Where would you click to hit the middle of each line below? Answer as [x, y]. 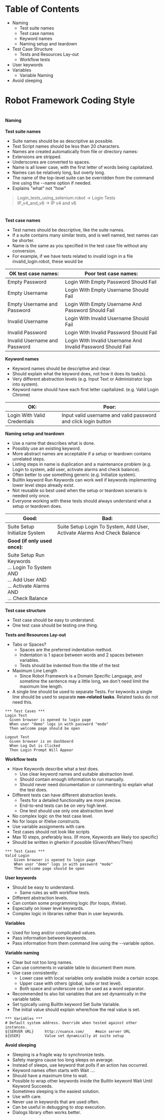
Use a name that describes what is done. [54, 443]
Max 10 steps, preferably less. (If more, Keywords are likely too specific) [85, 837]
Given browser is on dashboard [41, 742]
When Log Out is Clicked [35, 746]
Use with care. [27, 1097]
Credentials [21, 422]
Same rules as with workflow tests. [55, 893]
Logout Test [17, 737]
